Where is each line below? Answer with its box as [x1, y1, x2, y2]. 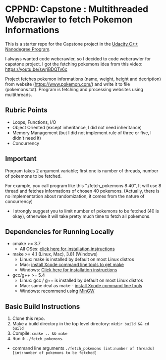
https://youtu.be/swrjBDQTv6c [5, 66, 68, 72]
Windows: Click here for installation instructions [19, 267, 117, 273]
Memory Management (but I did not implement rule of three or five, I [12, 130, 152, 136]
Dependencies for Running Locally [5, 227, 114, 236]
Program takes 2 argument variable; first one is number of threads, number [5, 167, 159, 174]
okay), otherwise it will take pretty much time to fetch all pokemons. [12, 213, 151, 219]
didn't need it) [12, 135, 41, 141]
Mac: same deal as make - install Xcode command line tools [19, 283, 143, 289]
